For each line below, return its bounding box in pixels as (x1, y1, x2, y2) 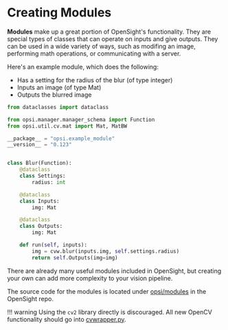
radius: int (32, 178, 67, 186)
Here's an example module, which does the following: (7, 62, 159, 71)
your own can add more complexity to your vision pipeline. (7, 274, 173, 282)
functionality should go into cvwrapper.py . (7, 315, 126, 323)
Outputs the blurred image (16, 91, 92, 99)
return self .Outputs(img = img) (32, 254, 118, 261)
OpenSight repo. (7, 294, 54, 303)
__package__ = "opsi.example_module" (7, 135, 115, 142)
